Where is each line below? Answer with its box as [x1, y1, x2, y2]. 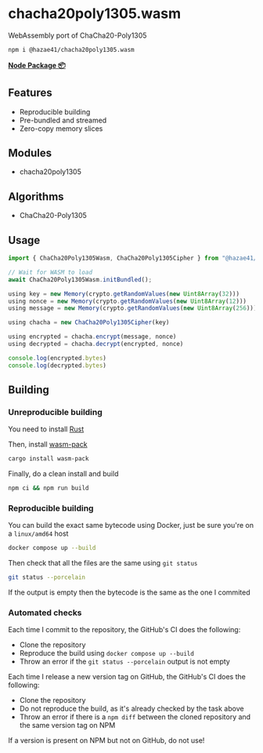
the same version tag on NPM [19, 721, 116, 730]
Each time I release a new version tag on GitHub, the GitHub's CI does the [8, 672, 247, 682]
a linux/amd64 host [8, 529, 69, 538]
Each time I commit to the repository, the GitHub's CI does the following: [8, 625, 241, 635]
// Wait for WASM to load [8, 268, 92, 276]
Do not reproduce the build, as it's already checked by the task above [19, 704, 244, 714]
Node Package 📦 [8, 60, 67, 70]
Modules [8, 147, 52, 160]
